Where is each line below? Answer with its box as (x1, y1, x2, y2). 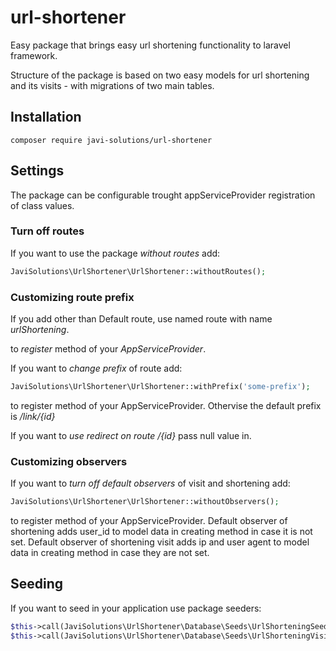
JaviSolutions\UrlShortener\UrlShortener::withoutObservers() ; (10, 497, 280, 507)
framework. (10, 49, 58, 61)
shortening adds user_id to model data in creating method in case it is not (10, 526, 313, 538)
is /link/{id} (10, 410, 56, 422)
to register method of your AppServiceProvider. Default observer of (10, 515, 288, 527)
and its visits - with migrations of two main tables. (10, 79, 215, 91)
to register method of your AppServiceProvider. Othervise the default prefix (10, 399, 322, 411)
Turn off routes (10, 224, 85, 238)
